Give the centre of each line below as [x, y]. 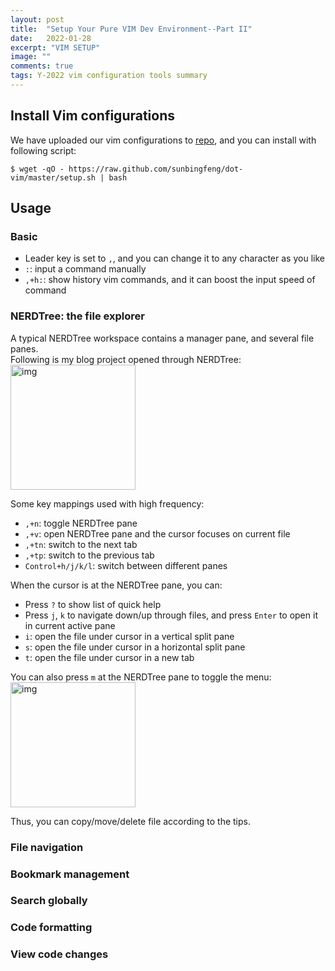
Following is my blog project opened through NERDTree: [126, 359]
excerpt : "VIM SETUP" [55, 47]
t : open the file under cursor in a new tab [109, 657]
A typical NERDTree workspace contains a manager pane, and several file [162, 338]
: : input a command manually [85, 269]
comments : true [42, 66]
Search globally [49, 901]
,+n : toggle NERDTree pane [81, 523]
